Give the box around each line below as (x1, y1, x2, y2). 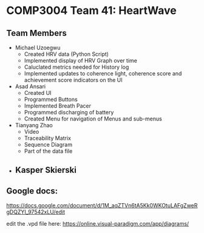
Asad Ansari (15, 83, 46, 90)
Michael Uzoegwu (15, 44, 61, 51)
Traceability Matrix (24, 134, 72, 142)
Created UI (24, 89, 52, 96)
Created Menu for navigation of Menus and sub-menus (24, 115, 162, 122)
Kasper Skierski (15, 165, 77, 175)
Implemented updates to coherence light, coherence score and (24, 70, 182, 77)
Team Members (6, 28, 67, 38)
